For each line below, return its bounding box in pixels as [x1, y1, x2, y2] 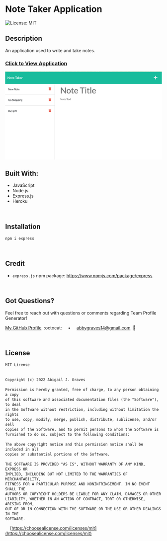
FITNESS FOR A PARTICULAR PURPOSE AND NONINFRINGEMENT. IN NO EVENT [5, 482, 150, 487]
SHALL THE [5, 487, 26, 492]
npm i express [5, 236, 35, 241]
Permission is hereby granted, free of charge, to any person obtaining [5, 387, 159, 392]
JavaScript [12, 182, 35, 188]
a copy [5, 392, 19, 397]
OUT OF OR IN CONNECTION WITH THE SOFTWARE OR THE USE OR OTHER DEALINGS [5, 507, 162, 512]
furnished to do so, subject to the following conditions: [5, 432, 130, 437]
